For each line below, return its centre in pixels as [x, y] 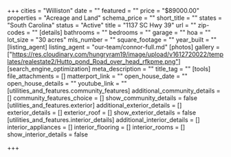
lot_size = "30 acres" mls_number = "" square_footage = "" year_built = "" [112, 40]
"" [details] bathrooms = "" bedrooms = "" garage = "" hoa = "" [121, 32]
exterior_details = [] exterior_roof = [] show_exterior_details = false [102, 112]
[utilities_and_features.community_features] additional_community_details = [114, 90]
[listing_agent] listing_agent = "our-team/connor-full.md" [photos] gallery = [113, 47]
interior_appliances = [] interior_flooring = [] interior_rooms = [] [96, 127]
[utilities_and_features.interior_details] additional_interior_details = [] [104, 120]
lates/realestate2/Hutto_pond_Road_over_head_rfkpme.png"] [94, 61]
